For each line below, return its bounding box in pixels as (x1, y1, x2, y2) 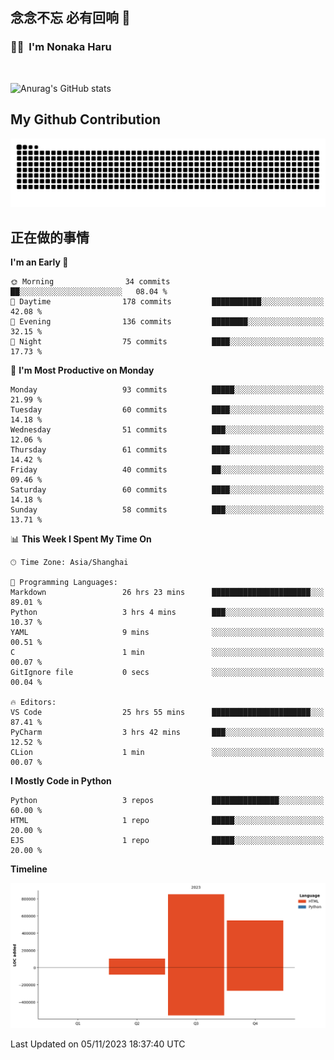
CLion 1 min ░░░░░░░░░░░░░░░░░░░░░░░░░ (10, 748, 325, 758)
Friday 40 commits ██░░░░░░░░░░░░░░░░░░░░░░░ (10, 465, 325, 475)
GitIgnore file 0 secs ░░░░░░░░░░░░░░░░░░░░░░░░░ (10, 668, 325, 678)
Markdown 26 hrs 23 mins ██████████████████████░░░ (10, 588, 325, 598)
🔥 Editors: (10, 698, 57, 708)
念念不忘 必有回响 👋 (10, 9, 131, 27)
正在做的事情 (10, 229, 90, 246)
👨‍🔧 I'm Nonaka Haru (10, 40, 112, 54)
